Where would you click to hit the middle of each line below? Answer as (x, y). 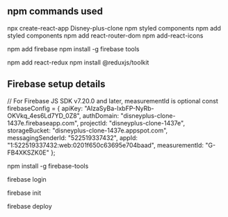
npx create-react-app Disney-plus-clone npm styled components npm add (114, 28)
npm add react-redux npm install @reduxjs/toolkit (78, 62)
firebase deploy (30, 206)
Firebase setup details (56, 84)
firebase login (27, 179)
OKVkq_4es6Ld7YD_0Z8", (44, 115)
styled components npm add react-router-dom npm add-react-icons (105, 35)
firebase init (24, 193)
